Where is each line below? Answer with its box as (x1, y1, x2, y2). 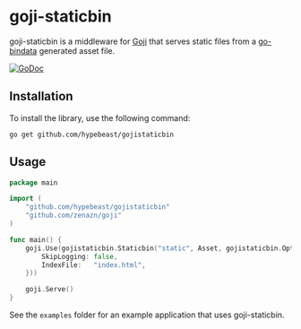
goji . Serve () (25, 285, 74, 294)
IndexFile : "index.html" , (41, 260, 146, 270)
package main (9, 177, 58, 187)
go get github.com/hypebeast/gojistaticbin (9, 130, 175, 139)
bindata (9, 45, 38, 56)
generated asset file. (39, 45, 116, 56)
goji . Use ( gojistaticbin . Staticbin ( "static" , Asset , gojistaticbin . (25, 244, 282, 253)
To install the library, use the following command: (9, 112, 191, 123)
